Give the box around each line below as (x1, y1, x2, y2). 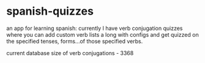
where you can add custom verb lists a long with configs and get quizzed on (6, 31, 199, 38)
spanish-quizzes (6, 4, 94, 18)
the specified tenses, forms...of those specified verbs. (6, 37, 143, 45)
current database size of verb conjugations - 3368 (6, 49, 134, 56)
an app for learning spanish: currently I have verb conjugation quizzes (6, 24, 183, 32)
